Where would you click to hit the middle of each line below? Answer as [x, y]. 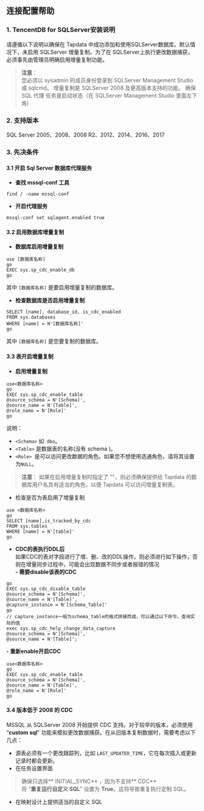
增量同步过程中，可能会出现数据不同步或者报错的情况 [93, 564]
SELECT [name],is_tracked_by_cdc [49, 521]
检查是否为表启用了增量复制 [50, 497]
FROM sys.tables [27, 526]
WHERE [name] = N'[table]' [40, 532]
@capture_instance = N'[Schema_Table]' [57, 605]
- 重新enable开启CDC [33, 651]
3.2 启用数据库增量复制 [35, 232]
